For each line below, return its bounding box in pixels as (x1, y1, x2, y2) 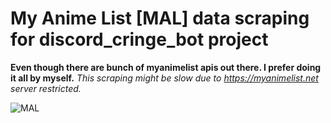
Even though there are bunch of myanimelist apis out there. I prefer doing (10, 61, 322, 73)
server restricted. (10, 82, 82, 94)
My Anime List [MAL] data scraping (10, 7, 310, 30)
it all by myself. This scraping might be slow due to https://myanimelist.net (10, 72, 319, 84)
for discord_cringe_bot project (10, 28, 269, 51)
